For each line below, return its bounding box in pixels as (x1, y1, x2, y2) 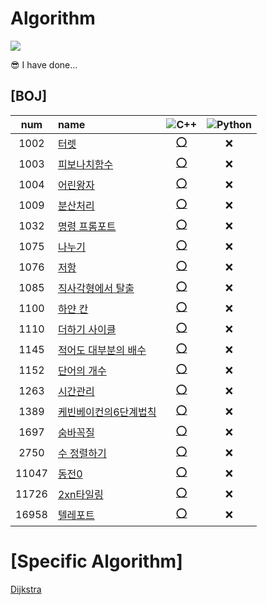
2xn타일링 (57, 488, 104, 502)
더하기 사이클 (57, 323, 117, 337)
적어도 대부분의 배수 (57, 343, 147, 357)
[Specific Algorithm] (10, 550, 183, 572)
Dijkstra (10, 583, 42, 595)
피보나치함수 (57, 158, 114, 172)
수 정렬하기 (57, 447, 107, 461)
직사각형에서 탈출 (57, 282, 135, 296)
